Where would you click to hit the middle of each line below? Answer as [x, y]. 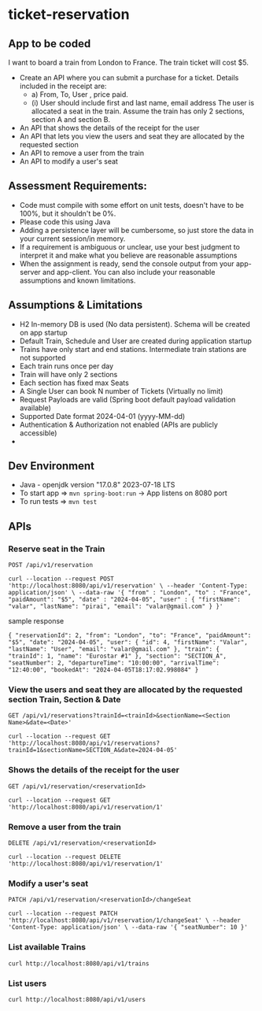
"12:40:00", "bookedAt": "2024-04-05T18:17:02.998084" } [103, 670]
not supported [42, 357]
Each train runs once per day [66, 366]
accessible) [38, 433]
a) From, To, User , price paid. [79, 94]
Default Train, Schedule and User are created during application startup [135, 341]
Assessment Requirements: [78, 186]
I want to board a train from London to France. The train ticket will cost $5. [129, 62]
